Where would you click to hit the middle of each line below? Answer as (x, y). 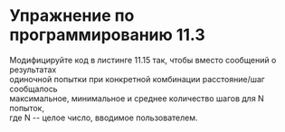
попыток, (27, 108)
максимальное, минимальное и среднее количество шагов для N (137, 98)
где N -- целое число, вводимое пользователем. (104, 118)
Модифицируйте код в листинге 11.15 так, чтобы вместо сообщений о (143, 60)
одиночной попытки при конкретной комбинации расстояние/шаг (137, 79)
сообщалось (33, 89)
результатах (33, 70)
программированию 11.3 (107, 35)
